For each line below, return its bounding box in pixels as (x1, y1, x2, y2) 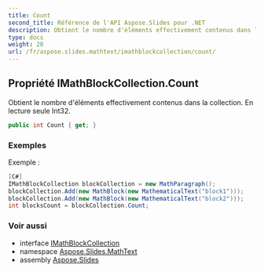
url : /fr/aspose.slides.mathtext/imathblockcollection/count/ (8, 48, 216, 56)
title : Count (8, 11, 51, 20)
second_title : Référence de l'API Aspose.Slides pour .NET (8, 19, 206, 27)
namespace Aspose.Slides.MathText (19, 246, 137, 256)
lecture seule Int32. (8, 106, 71, 115)
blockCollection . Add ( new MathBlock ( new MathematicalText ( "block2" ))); (8, 194, 244, 202)
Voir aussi (8, 220, 47, 231)
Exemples (8, 140, 47, 151)
